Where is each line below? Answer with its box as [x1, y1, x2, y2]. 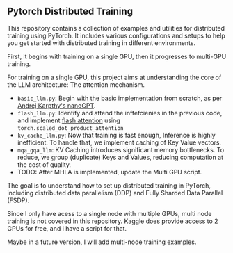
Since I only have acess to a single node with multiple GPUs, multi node [7, 209, 212, 218]
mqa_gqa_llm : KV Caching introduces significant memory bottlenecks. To [17, 145, 225, 154]
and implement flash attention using [17, 116, 120, 124]
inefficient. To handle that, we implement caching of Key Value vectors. [17, 138, 221, 147]
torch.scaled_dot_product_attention [17, 124, 124, 131]
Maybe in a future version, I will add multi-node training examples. [7, 238, 197, 246]
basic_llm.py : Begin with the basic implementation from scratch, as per [17, 94, 223, 102]
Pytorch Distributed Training [7, 6, 134, 17]
